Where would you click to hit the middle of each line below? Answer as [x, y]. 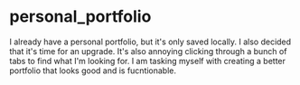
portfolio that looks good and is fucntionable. [93, 71]
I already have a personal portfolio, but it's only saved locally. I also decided [150, 42]
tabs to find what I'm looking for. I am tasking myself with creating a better [148, 61]
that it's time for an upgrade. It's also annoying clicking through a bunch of [148, 51]
